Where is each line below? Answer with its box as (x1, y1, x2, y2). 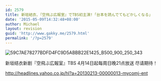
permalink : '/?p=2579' (5, 36, 53, 41)
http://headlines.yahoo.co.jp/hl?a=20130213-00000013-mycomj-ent (5, 70, 148, 76)
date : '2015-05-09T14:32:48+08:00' (5, 17, 81, 22)
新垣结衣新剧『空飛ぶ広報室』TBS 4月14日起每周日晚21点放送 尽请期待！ (5, 60, 158, 66)
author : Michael (5, 21, 40, 27)
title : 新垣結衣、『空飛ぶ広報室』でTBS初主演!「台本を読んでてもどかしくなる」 (5, 12, 153, 17)
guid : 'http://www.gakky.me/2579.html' (5, 31, 90, 36)
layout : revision (5, 26, 42, 31)
